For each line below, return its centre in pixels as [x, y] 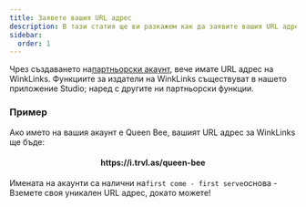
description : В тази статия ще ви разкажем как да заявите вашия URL [144, 26]
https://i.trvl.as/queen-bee [153, 163]
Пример [29, 112]
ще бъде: [27, 141]
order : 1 [34, 43]
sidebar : [26, 35]
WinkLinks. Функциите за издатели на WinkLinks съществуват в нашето [148, 79]
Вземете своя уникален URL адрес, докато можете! [110, 192]
